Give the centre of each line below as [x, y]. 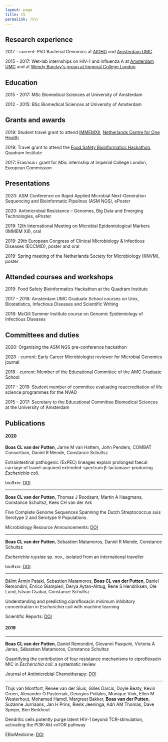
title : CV [15, 15]
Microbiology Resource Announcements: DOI [52, 527]
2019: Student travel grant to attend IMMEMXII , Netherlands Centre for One [82, 132]
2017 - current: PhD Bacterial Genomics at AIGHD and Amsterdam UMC [79, 52]
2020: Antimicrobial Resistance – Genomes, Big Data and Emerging [74, 210]
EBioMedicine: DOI [24, 734]
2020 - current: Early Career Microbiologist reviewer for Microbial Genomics [84, 357]
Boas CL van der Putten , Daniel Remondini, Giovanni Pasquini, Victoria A [80, 644]
